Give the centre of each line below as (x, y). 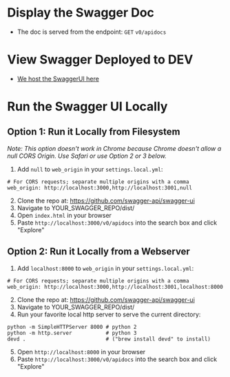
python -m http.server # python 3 (72, 333)
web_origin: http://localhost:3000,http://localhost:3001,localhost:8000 (115, 287)
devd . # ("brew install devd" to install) (109, 339)
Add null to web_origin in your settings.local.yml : (90, 169)
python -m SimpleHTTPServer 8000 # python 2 (72, 327)
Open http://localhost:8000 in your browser (81, 351)
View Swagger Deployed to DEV (100, 60)
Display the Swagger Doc (81, 13)
